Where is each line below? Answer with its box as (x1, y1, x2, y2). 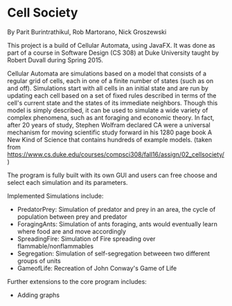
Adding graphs (17, 291, 60, 299)
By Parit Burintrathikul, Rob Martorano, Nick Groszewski (7, 28, 167, 36)
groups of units (17, 256, 61, 264)
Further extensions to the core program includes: (7, 277, 147, 285)
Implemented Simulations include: (7, 192, 104, 200)
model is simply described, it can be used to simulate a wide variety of (7, 106, 208, 114)
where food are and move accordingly (17, 227, 127, 235)
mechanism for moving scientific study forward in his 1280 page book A (7, 128, 213, 136)
